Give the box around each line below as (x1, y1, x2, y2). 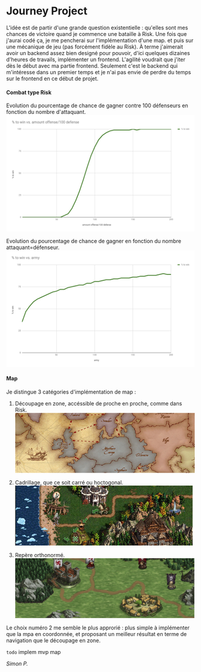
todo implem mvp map (6, 649, 61, 656)
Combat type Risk (6, 89, 52, 96)
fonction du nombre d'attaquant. (6, 108, 86, 116)
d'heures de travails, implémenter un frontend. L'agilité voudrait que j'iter (6, 56, 185, 63)
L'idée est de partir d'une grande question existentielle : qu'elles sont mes (6, 24, 188, 31)
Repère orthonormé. (14, 552, 65, 559)
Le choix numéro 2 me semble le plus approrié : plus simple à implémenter (6, 624, 190, 631)
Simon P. (6, 660, 28, 667)
